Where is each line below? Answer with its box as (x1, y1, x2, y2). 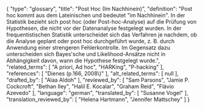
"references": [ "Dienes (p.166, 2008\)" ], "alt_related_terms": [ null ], (6, 70, 179, 77)
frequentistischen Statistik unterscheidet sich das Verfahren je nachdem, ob (6, 31, 198, 38)
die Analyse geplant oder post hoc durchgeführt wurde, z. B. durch (6, 38, 175, 44)
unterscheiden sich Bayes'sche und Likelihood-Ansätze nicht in (6, 51, 166, 57)
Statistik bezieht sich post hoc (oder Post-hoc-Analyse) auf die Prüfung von (6, 18, 197, 25)
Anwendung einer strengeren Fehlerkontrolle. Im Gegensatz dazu (6, 44, 171, 51)
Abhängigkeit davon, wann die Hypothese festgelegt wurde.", (6, 57, 160, 64)
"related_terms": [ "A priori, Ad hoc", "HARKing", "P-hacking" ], (6, 63, 165, 71)
